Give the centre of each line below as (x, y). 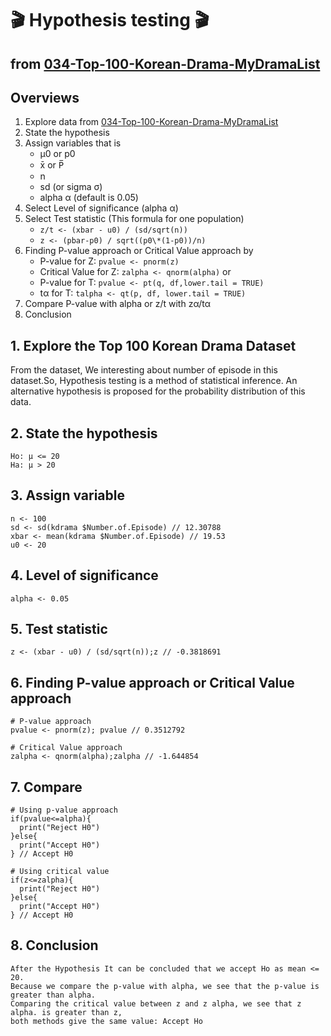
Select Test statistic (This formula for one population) (134, 219)
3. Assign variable (67, 495)
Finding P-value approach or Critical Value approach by (139, 251)
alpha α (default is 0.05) (89, 198)
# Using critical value (60, 872)
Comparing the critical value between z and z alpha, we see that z (156, 1003)
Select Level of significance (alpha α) (101, 208)
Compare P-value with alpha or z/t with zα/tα (118, 304)
